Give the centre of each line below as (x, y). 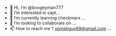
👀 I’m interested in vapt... (35, 13)
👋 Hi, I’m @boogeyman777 (36, 8)
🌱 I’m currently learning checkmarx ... (47, 18)
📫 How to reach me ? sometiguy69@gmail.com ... (60, 28)
